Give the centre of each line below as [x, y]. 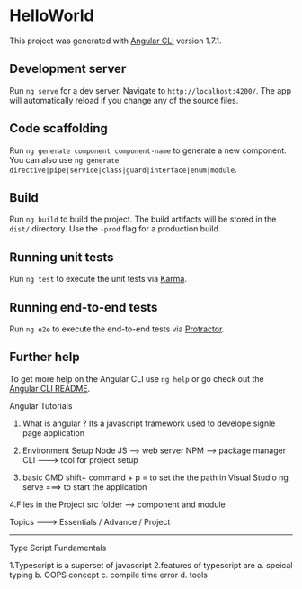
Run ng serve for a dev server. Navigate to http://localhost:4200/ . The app [151, 90]
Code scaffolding [58, 128]
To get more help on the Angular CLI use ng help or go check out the [137, 378]
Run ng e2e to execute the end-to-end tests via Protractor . [117, 329]
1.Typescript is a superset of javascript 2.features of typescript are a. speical [151, 565]
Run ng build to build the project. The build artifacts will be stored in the [143, 219]
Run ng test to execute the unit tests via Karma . [98, 279]
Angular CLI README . [50, 388]
